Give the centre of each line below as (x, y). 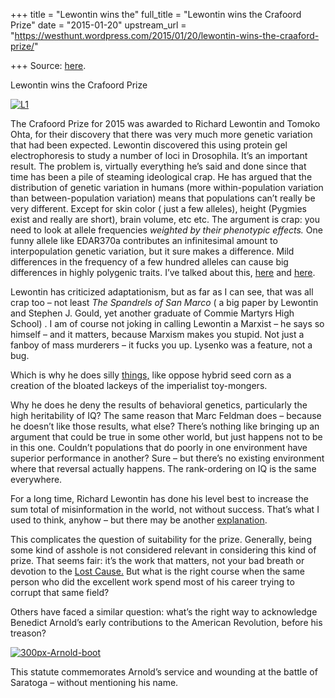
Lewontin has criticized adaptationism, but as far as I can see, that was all (162, 292)
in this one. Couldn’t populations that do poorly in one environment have (159, 447)
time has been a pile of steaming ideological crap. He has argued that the (161, 177)
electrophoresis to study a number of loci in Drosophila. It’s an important (159, 155)
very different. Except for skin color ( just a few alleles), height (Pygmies (158, 208)
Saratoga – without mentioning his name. (94, 682)
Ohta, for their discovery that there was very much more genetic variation (161, 134)
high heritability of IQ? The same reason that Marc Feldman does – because (166, 415)
